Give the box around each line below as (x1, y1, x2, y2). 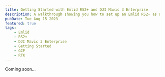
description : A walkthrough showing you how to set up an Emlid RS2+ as (5, 12, 157, 17)
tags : (5, 26, 16, 30)
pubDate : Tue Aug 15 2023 (5, 16, 58, 21)
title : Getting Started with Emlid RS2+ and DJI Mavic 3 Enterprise (5, 7, 148, 12)
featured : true (5, 21, 36, 26)
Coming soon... (5, 66, 36, 72)
